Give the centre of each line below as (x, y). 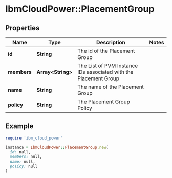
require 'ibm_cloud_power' (34, 138)
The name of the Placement (111, 87)
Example (19, 126)
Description (111, 42)
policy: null (24, 166)
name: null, (23, 162)
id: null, (20, 152)
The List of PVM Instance (108, 66)
